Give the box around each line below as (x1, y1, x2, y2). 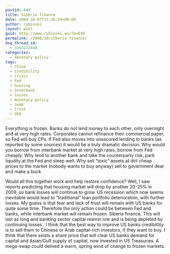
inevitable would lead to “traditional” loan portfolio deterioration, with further (5, 194, 165, 201)
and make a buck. (5, 168, 43, 174)
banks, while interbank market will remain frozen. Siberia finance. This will (5, 210, 160, 216)
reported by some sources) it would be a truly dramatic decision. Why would (5, 141, 165, 147)
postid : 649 (5, 7, 30, 13)
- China (10, 64, 26, 69)
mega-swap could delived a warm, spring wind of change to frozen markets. (5, 243, 165, 249)
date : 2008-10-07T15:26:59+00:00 (5, 17, 76, 22)
